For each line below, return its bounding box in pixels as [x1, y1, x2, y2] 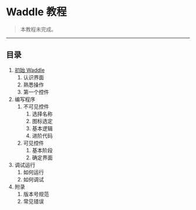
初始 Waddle [14, 66, 45, 73]
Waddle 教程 [6, 5, 67, 19]
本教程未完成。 [20, 26, 57, 33]
